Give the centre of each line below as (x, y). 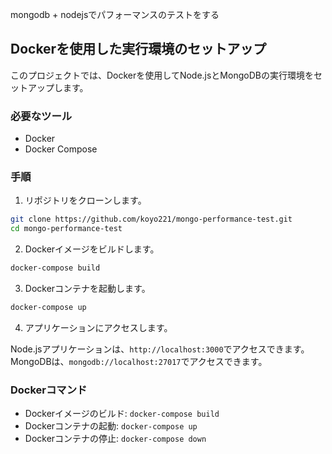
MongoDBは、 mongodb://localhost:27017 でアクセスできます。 (139, 361)
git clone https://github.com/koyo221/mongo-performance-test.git (151, 219)
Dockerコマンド (49, 390)
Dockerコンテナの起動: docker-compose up (111, 426)
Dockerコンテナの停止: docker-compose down (115, 439)
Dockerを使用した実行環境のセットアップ (138, 49)
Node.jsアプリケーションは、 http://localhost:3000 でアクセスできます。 (160, 349)
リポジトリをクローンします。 (85, 200)
